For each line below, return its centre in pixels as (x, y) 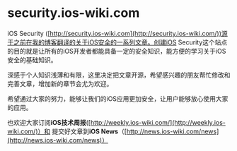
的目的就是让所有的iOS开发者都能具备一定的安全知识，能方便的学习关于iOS (117, 51)
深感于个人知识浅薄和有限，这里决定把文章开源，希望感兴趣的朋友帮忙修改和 (119, 75)
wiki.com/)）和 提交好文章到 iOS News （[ (67, 131)
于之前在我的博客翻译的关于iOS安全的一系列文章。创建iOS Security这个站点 (117, 42)
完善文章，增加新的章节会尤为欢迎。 (60, 83)
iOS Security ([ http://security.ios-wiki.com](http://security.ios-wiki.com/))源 (117, 33)
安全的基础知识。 (32, 60)
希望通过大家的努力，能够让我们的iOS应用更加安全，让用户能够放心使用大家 (118, 98)
